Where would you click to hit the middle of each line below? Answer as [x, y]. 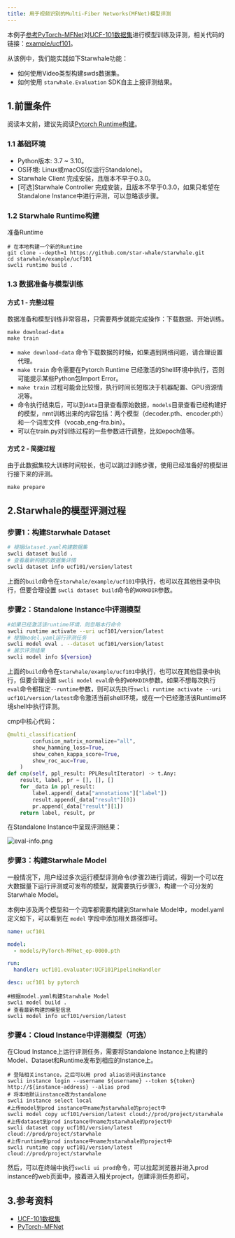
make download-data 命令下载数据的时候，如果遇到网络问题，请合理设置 [120, 352]
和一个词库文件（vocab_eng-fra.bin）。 [73, 422]
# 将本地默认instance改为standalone [57, 1095]
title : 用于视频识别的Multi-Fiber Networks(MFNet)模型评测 [89, 14]
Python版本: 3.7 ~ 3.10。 [52, 160]
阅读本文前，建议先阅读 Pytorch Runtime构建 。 [74, 124]
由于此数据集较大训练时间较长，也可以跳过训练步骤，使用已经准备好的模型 [114, 465]
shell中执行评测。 [38, 707]
